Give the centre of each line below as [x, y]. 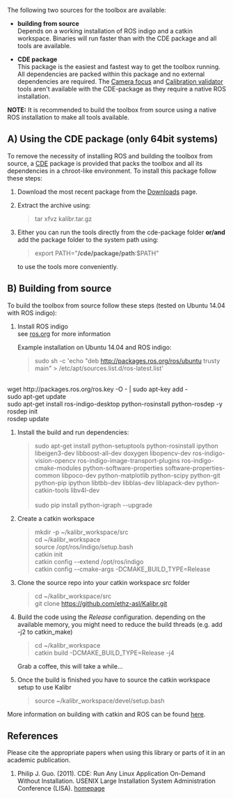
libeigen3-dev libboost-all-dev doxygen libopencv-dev [113, 453]
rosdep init [23, 411]
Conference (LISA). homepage [61, 789]
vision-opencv [55, 460]
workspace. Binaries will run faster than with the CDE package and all [117, 38]
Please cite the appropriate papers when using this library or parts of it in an [116, 753]
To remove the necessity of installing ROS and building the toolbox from [110, 155]
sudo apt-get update [37, 396]
